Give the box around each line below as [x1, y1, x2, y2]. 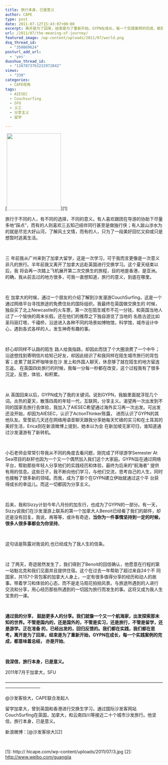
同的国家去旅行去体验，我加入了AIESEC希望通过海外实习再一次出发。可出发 [5, 404, 161, 410]
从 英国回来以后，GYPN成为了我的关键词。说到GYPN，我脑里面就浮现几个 [5, 391, 158, 397]
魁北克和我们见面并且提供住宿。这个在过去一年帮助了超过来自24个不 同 [13, 567, 161, 573]
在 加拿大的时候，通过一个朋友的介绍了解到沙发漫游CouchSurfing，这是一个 [5, 294, 162, 300]
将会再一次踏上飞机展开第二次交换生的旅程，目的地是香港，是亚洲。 [19, 267, 160, 274]
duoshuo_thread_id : [5, 59, 46, 64]
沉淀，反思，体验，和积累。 [5, 371, 62, 377]
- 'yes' [9, 54, 26, 59]
